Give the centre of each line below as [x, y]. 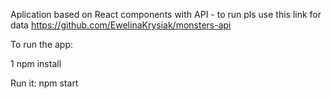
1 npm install [36, 63]
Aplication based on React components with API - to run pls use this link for [166, 14]
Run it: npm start [44, 83]
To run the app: [42, 44]
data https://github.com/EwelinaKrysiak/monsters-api [121, 25]
